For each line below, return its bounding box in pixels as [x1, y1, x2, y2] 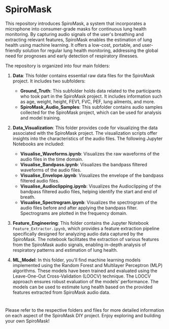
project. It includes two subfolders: [12, 78, 86, 84]
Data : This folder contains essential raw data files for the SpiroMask [12, 72, 155, 78]
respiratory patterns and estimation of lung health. [12, 247, 118, 253]
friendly [5, 47, 22, 53]
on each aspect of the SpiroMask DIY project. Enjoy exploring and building [5, 313, 161, 319]
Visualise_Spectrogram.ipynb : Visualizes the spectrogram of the [20, 199, 157, 205]
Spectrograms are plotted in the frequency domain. [20, 210, 128, 216]
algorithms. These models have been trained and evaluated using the [12, 267, 157, 274]
